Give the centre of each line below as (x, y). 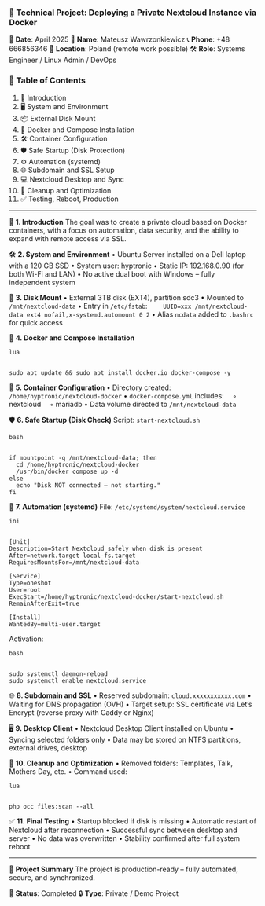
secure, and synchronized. (52, 877)
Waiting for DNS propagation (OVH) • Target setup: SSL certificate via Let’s (131, 704)
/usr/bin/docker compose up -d (67, 471)
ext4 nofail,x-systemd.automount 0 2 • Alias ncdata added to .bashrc (140, 314)
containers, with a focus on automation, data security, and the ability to (124, 230)
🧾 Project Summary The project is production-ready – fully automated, (123, 869)
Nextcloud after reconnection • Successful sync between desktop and (123, 830)
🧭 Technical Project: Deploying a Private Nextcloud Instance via (133, 13)
